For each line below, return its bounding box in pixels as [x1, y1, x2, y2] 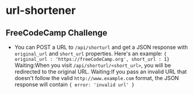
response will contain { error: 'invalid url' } [14, 81, 135, 88]
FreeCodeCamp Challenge [5, 28, 107, 38]
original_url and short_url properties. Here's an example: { [14, 50, 167, 57]
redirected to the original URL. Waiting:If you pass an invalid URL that [14, 68, 187, 75]
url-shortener [5, 4, 76, 17]
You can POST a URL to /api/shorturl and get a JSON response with [14, 43, 189, 51]
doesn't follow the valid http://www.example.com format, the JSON [14, 75, 179, 81]
